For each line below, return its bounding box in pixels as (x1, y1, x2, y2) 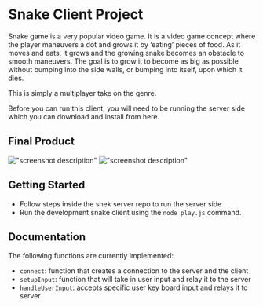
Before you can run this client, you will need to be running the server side (8, 104, 246, 113)
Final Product (8, 135, 75, 148)
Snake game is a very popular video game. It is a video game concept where (8, 31, 256, 41)
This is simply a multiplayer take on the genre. (8, 88, 157, 97)
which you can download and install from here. (8, 111, 159, 121)
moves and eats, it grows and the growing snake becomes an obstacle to (8, 48, 245, 57)
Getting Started (8, 178, 86, 192)
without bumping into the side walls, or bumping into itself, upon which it (8, 64, 243, 74)
